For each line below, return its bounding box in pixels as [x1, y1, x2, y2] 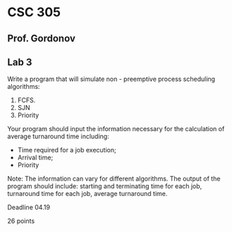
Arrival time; [17, 153, 54, 162]
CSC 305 [7, 4, 61, 20]
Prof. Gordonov [7, 32, 75, 44]
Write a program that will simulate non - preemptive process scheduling [7, 75, 216, 83]
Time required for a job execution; [17, 146, 116, 154]
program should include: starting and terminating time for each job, [7, 182, 202, 190]
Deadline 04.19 [7, 203, 51, 212]
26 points [7, 216, 35, 226]
